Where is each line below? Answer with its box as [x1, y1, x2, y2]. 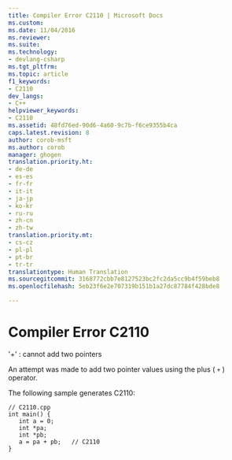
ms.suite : [8, 41, 41, 49]
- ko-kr [8, 202, 34, 210]
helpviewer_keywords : [8, 107, 79, 115]
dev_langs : [8, 92, 44, 100]
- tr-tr [8, 261, 34, 269]
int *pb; [18, 431, 47, 439]
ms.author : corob [8, 143, 65, 151]
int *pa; [18, 424, 47, 432]
